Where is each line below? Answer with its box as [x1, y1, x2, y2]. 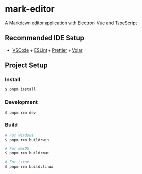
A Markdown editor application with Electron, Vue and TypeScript [5, 20, 137, 26]
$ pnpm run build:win [5, 137, 49, 142]
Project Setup [5, 61, 48, 70]
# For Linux [5, 160, 29, 165]
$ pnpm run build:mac [5, 151, 49, 156]
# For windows [5, 133, 34, 138]
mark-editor [5, 3, 55, 15]
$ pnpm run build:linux [5, 164, 54, 169]
